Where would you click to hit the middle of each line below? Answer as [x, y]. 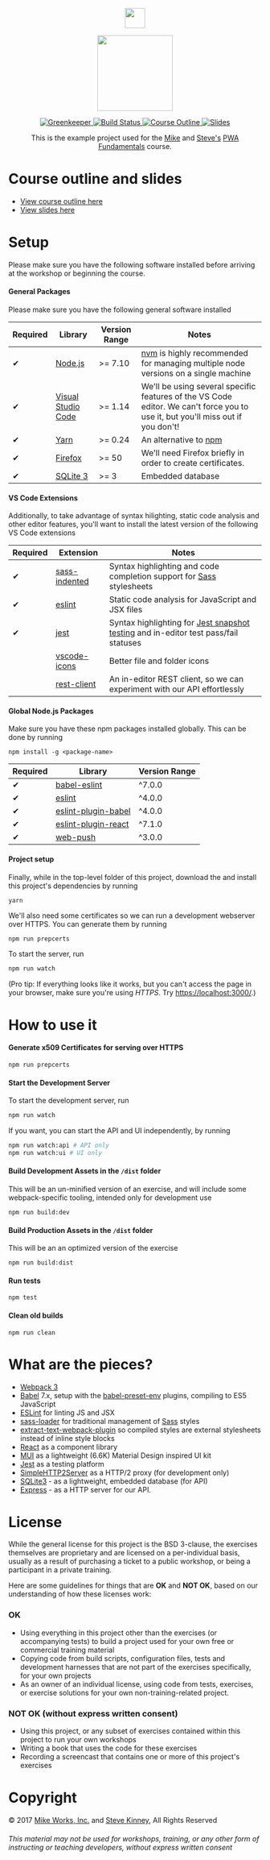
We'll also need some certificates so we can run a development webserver [132, 915]
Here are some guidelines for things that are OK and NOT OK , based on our [133, 1586]
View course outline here [61, 201]
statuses [125, 643]
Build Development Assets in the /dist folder [85, 1171]
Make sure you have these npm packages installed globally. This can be [127, 729]
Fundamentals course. [135, 146]
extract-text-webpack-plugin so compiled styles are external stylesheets [140, 1430]
